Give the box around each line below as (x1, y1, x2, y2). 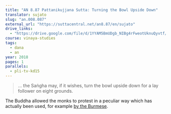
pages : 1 (5, 59, 24, 64)
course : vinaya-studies (5, 36, 56, 41)
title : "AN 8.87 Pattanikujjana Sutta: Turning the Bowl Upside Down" (5, 7, 158, 13)
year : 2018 (5, 54, 28, 60)
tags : (5, 41, 17, 46)
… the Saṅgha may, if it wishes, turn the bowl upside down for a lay (17, 83, 159, 89)
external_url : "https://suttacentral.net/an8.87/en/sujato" (5, 21, 136, 27)
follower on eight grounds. (17, 88, 73, 94)
